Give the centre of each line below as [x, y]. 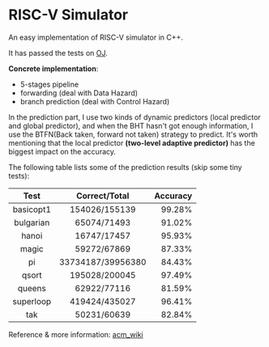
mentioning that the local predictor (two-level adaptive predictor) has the [132, 142]
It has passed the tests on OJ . [58, 53]
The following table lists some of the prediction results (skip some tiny [125, 167]
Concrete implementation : [53, 68]
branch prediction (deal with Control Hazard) [95, 101]
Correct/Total [102, 196]
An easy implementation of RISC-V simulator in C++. [96, 37]
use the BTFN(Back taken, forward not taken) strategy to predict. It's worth [133, 134]
